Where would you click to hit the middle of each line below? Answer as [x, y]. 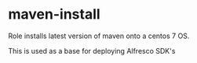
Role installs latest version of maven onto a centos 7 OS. [99, 36]
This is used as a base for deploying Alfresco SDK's [92, 51]
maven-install [54, 14]
